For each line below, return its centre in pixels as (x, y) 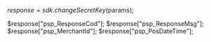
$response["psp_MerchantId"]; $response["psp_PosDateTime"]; (101, 31)
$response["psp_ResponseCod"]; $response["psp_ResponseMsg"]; (106, 23)
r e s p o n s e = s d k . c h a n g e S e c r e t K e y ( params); (71, 10)
